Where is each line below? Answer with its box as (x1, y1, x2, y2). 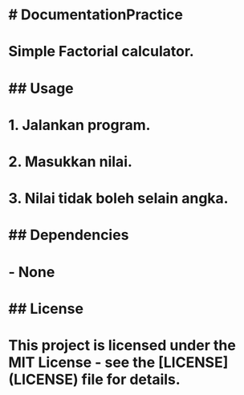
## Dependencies (8, 226, 129, 244)
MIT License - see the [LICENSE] (8, 353, 229, 371)
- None (8, 263, 55, 281)
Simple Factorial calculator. (8, 43, 194, 61)
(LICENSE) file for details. (8, 370, 181, 389)
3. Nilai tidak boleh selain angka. (8, 189, 229, 208)
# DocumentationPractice (8, 6, 183, 24)
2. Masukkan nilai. (8, 153, 132, 170)
